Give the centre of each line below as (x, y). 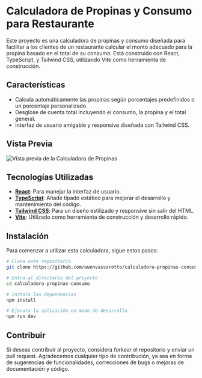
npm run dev (21, 317)
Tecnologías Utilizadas (50, 177)
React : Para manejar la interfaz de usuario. (68, 192)
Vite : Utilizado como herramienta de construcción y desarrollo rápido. (102, 217)
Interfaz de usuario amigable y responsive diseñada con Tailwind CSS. (102, 125)
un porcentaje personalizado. (51, 106)
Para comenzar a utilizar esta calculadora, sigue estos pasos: (82, 251)
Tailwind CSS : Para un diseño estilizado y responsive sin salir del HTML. (105, 211)
